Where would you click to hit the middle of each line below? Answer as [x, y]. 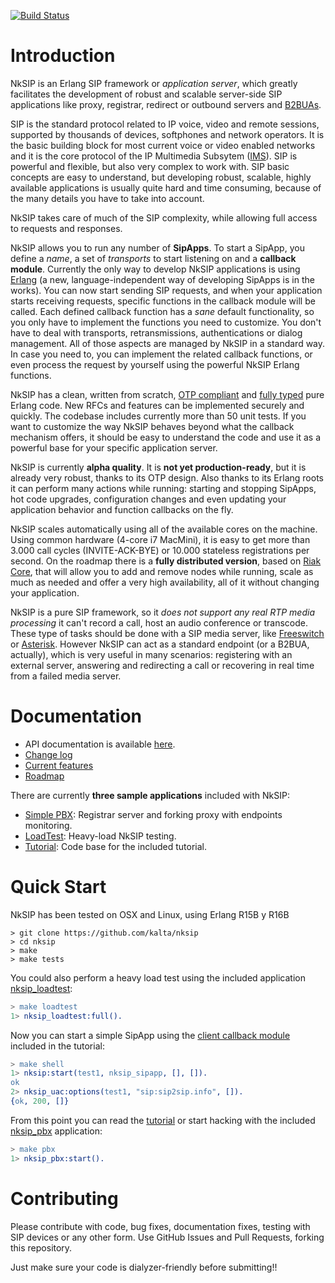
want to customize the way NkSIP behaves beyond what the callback [152, 426]
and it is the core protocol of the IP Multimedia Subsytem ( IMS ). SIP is [154, 156]
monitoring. [48, 825]
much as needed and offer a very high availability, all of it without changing [165, 582]
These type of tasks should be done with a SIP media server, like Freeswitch [167, 633]
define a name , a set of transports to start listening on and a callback [153, 258]
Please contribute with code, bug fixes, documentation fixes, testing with [160, 1226]
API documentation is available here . [100, 744]
